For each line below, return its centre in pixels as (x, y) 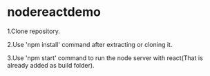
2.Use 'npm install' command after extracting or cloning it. (90, 44)
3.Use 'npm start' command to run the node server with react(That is (105, 58)
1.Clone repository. (34, 31)
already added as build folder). (51, 65)
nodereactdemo (54, 12)
